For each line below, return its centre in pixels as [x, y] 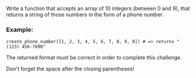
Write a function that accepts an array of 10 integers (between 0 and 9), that [98, 8]
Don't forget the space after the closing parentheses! [70, 69]
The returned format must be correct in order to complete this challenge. [94, 58]
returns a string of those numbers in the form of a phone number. [85, 15]
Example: [20, 30]
